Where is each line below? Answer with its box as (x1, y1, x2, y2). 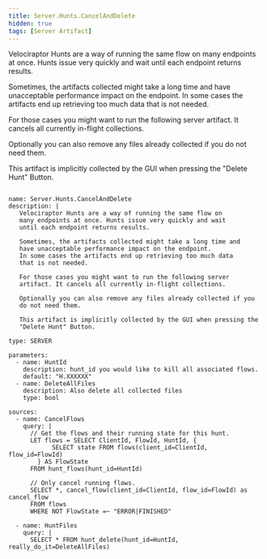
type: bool (23, 394, 60, 402)
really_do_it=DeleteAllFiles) (8, 543, 111, 552)
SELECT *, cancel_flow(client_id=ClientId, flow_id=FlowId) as (29, 486, 248, 495)
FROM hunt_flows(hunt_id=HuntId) (29, 465, 143, 473)
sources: (8, 408, 38, 416)
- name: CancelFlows (15, 415, 85, 424)
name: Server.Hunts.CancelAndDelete (8, 196, 132, 204)
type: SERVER (8, 338, 53, 346)
